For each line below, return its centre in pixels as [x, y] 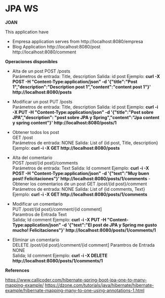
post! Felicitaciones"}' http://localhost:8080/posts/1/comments [80, 178]
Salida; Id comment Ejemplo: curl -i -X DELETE [60, 255]
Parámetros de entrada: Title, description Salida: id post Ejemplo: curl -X [86, 76]
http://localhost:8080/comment [44, 52]
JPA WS [22, 9]
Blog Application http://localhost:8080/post [56, 46]
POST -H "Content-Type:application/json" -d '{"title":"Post [75, 82]
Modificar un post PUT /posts [42, 101]
